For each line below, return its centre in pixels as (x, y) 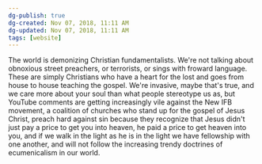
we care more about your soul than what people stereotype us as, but (122, 94)
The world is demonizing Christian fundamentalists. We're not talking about (131, 60)
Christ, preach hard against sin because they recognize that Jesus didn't (127, 119)
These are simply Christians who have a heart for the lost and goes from (126, 77)
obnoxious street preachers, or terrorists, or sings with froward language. (128, 69)
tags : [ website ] (35, 38)
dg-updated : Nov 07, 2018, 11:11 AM (68, 30)
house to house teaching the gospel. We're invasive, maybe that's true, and (131, 86)
